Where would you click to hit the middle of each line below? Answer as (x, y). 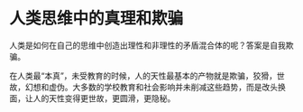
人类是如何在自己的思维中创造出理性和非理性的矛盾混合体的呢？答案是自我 (147, 45)
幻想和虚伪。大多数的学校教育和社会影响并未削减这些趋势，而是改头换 (155, 87)
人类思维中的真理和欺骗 (96, 19)
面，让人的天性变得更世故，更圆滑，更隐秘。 (92, 98)
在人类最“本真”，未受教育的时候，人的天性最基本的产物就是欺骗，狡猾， (143, 75)
